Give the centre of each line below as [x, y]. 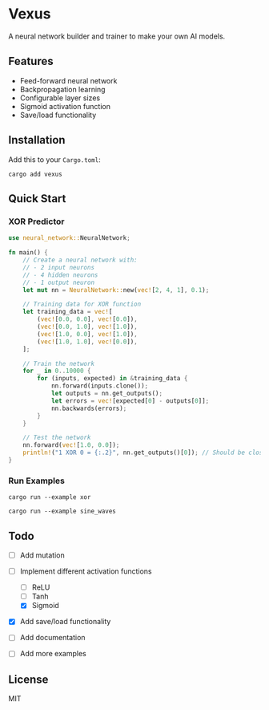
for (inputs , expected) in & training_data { [112, 379]
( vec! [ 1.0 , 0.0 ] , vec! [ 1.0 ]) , [87, 334]
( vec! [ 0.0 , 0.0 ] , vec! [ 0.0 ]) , [87, 319]
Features [31, 61]
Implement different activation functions [86, 571]
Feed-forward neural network [68, 80]
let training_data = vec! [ [68, 312]
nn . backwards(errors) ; [89, 408]
